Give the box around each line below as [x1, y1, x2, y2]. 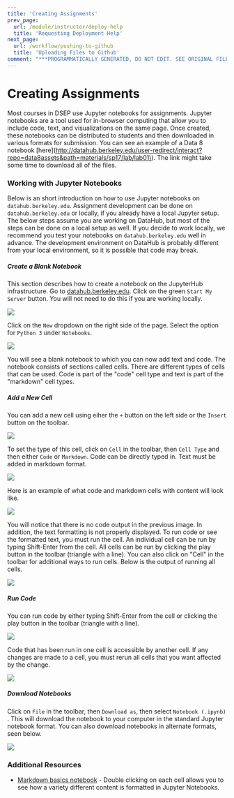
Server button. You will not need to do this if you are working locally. [7, 294, 203, 302]
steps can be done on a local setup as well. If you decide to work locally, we [7, 223, 226, 232]
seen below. [7, 729, 42, 737]
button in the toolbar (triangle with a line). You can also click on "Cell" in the [7, 549, 224, 559]
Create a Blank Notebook [7, 262, 82, 270]
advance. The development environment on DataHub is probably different [7, 238, 219, 246]
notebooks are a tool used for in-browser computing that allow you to [7, 116, 207, 124]
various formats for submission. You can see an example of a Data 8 [7, 138, 203, 147]
